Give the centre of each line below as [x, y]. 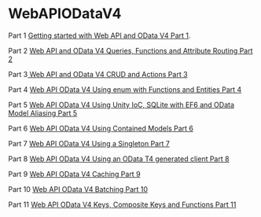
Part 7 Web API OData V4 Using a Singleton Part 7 [89, 143]
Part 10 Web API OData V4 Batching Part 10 [78, 189]
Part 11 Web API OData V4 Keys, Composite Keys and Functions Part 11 [122, 204]
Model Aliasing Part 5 [43, 113]
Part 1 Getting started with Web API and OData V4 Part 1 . [99, 35]
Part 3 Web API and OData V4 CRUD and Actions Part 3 [98, 74]
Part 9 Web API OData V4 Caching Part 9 [74, 174]
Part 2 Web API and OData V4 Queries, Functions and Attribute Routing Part [130, 50]
